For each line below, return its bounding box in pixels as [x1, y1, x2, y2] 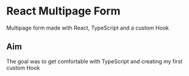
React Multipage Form [6, 4, 121, 18]
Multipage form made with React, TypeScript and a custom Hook [6, 24, 169, 31]
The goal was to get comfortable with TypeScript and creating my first [6, 57, 183, 65]
